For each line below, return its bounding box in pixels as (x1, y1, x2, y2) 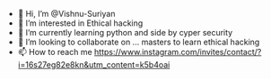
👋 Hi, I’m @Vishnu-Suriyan (17, 9, 116, 19)
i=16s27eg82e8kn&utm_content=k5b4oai (17, 59, 170, 70)
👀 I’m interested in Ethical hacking (17, 18, 144, 28)
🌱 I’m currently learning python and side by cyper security (17, 28, 233, 37)
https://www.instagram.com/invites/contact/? (93, 47, 262, 57)
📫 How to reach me (17, 47, 92, 57)
